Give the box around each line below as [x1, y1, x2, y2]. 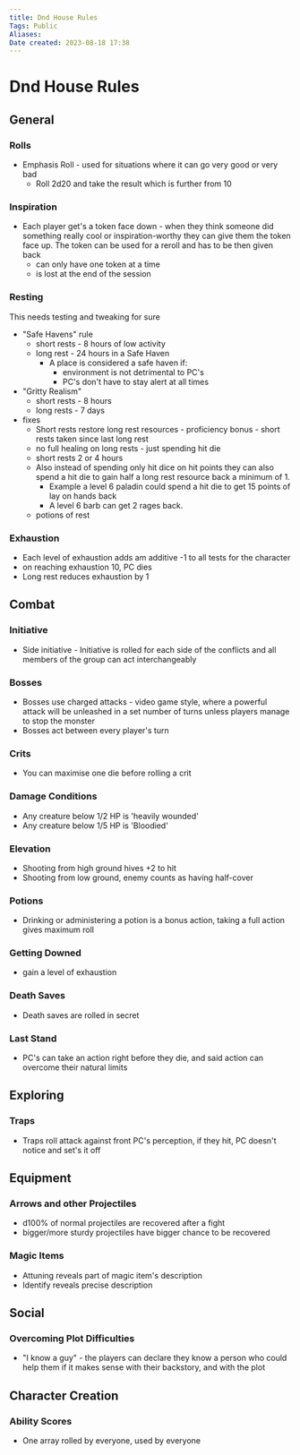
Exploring [9, 1088, 64, 1103]
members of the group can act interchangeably [21, 654, 197, 664]
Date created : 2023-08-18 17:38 [9, 38, 130, 47]
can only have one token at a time [35, 259, 161, 270]
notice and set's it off [21, 1144, 101, 1155]
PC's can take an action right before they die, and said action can [21, 1053, 264, 1064]
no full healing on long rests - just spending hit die [35, 442, 221, 453]
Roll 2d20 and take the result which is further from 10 [35, 178, 233, 189]
